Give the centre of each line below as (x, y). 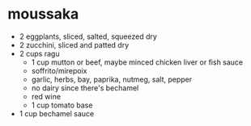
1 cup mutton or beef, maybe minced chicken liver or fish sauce (137, 62)
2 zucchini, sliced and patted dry (74, 44)
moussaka (43, 14)
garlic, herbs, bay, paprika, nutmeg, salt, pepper (112, 79)
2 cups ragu (39, 53)
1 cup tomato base (62, 105)
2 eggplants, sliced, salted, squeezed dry (88, 36)
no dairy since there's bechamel (85, 88)
